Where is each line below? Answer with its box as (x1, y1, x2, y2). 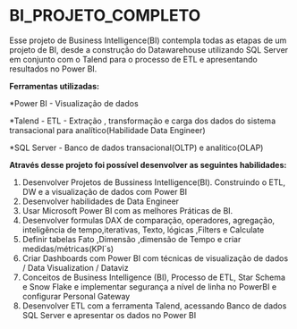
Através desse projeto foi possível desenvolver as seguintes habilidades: (9, 159, 287, 170)
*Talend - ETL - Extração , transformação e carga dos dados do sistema (9, 115, 276, 126)
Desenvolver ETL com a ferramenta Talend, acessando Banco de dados (21, 300, 287, 311)
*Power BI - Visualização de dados (9, 97, 139, 108)
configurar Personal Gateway (21, 291, 131, 301)
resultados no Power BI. (9, 63, 98, 74)
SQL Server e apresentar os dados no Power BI (21, 309, 197, 320)
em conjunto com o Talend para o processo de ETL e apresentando (9, 54, 258, 64)
